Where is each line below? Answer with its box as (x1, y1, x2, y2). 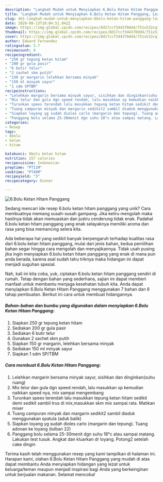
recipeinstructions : (5, 88, 47, 93)
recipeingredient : (5, 52, 42, 57)
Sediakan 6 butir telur (12, 330, 55, 336)
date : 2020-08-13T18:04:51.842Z (5, 20, 70, 26)
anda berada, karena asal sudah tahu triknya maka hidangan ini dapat (5, 256, 144, 262)
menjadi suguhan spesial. (5, 261, 56, 267)
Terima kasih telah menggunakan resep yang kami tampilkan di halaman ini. (5, 450, 156, 457)
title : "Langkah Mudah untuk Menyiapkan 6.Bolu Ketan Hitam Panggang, (5, 12, 151, 17)
